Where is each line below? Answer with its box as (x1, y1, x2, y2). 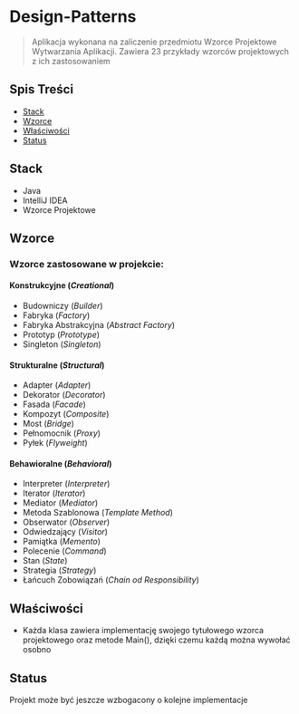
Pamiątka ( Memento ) (22, 536, 101, 547)
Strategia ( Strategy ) (22, 564, 97, 576)
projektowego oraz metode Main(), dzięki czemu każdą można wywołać (22, 634, 292, 645)
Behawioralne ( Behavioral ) (9, 458, 112, 468)
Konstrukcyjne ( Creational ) (9, 280, 115, 291)
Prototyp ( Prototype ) (22, 329, 101, 341)
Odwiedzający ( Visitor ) (22, 526, 109, 537)
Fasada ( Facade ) (22, 399, 86, 410)
